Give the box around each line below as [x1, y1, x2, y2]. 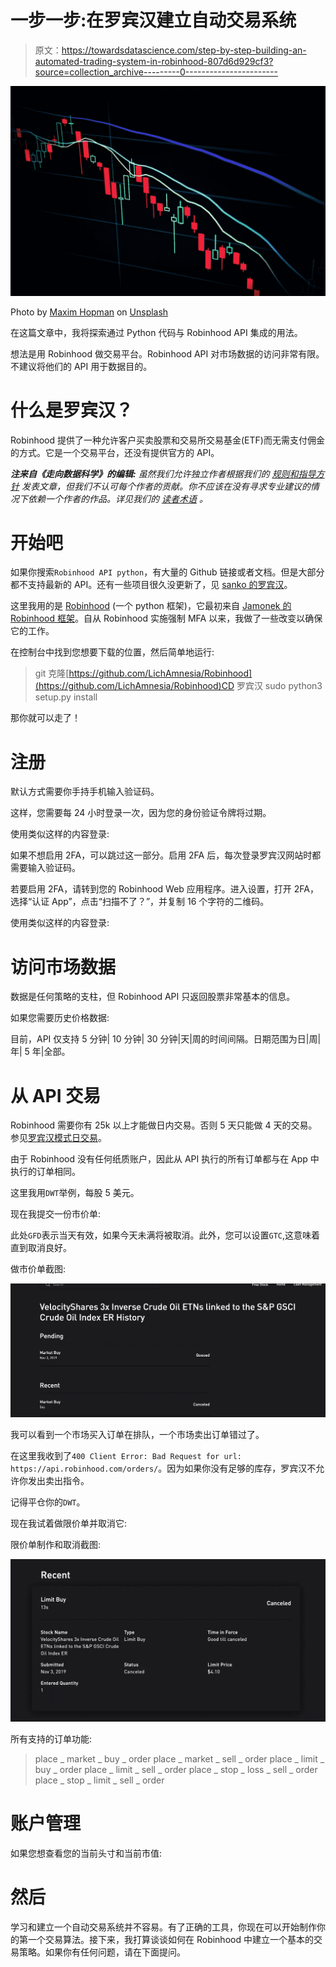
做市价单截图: [10, 1263, 67, 1275]
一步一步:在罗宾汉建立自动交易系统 [10, 9, 297, 32]
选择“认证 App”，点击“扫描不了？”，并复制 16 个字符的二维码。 [10, 896, 270, 908]
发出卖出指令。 [27, 1475, 90, 1487]
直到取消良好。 [10, 1242, 72, 1254]
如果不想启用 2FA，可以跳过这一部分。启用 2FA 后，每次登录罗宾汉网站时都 [10, 849, 322, 861]
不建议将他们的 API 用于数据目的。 [10, 360, 153, 372]
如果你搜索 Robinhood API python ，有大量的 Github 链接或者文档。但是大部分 [10, 566, 325, 578]
